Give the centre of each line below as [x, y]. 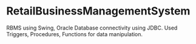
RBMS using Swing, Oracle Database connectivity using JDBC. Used [92, 28]
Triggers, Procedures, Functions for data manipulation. [75, 34]
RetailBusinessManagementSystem [98, 11]
